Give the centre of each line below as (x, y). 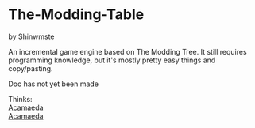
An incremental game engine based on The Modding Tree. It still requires (128, 51)
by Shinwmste (31, 36)
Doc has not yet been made (54, 84)
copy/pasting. (31, 68)
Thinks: (21, 99)
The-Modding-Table (76, 15)
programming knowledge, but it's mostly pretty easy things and (112, 60)
